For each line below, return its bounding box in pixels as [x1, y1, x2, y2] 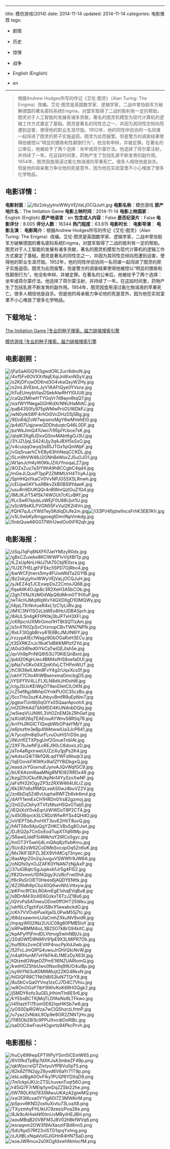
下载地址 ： [5, 313, 39, 322]
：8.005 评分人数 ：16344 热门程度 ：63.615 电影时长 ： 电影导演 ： [18, 221, 156, 227]
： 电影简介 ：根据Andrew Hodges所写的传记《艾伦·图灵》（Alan [18, 227, 151, 233]
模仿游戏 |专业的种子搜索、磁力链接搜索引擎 [5, 338, 97, 344]
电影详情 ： [5, 187, 39, 196]
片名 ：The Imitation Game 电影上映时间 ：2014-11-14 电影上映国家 [9, 208, 147, 214]
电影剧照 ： [5, 355, 39, 363]
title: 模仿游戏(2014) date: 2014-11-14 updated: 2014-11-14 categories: [5, 11, 150, 17]
